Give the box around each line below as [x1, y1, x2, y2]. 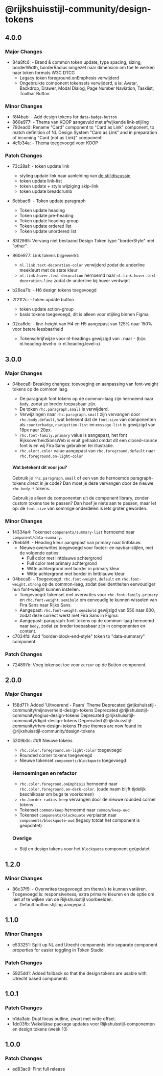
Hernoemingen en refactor [12, 769, 77, 776]
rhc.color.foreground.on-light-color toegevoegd [19, 747, 122, 753]
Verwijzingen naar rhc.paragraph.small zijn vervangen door [19, 411, 140, 418]
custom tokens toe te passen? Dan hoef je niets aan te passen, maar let [12, 500, 157, 506]
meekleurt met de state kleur [19, 267, 78, 273]
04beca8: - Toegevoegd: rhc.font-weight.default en [12, 576, 121, 582]
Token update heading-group [19, 218, 79, 224]
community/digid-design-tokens [12, 717, 77, 723]
